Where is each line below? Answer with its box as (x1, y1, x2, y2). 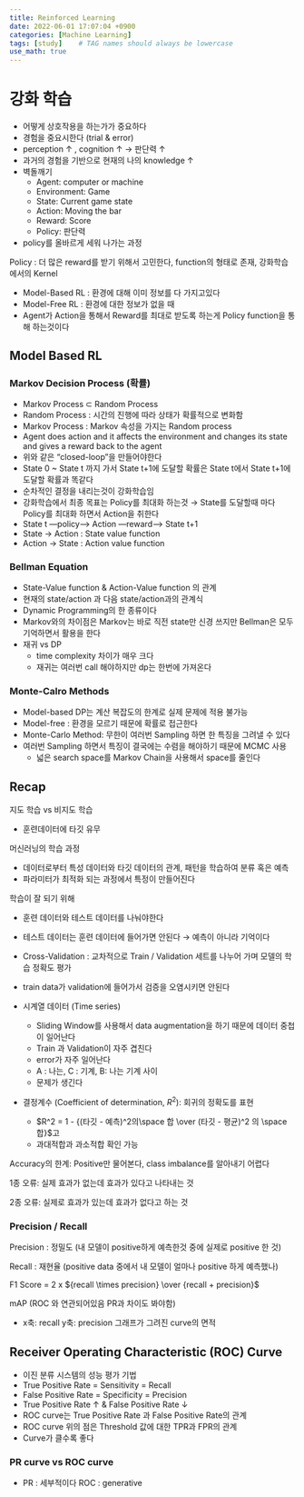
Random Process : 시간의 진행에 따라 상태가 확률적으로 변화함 (22, 409, 243, 420)
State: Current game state (35, 196, 133, 207)
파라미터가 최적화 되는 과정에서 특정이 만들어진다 (22, 873, 195, 884)
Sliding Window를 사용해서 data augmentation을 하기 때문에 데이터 (35, 1020, 279, 1032)
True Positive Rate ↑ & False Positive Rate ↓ (22, 1399, 189, 1410)
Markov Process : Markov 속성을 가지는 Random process (22, 420, 232, 432)
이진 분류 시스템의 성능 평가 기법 (22, 1369, 137, 1380)
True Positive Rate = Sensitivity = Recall (22, 1379, 172, 1391)
